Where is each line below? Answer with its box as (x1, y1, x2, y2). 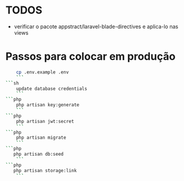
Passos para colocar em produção (5, 50, 176, 63)
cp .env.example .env (16, 69, 69, 75)
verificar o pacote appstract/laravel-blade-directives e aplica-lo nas (14, 23, 179, 30)
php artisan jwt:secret (16, 118, 75, 124)
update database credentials (16, 86, 88, 92)
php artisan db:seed (13, 151, 64, 157)
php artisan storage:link (13, 167, 77, 173)
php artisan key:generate (16, 102, 80, 108)
